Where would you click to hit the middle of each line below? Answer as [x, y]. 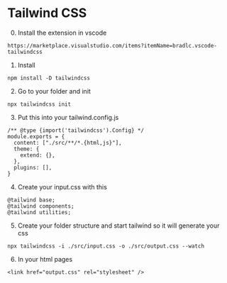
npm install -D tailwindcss [49, 78]
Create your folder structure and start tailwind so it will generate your [118, 226]
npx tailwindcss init [39, 104]
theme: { [27, 149]
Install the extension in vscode [62, 33]
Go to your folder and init [54, 91]
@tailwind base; [31, 200]
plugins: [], [33, 167]
